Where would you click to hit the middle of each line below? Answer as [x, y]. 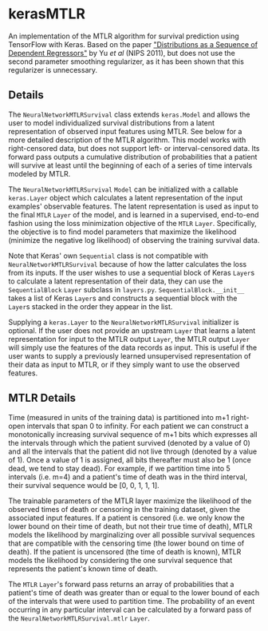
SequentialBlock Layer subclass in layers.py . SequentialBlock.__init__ [126, 289]
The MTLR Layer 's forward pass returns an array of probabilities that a [121, 584]
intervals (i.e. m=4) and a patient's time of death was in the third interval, [128, 477]
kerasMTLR [47, 14]
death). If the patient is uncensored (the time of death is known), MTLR [125, 551]
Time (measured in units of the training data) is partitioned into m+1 [119, 417]
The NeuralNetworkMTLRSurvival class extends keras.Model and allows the [129, 114]
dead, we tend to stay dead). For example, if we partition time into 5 [120, 468]
